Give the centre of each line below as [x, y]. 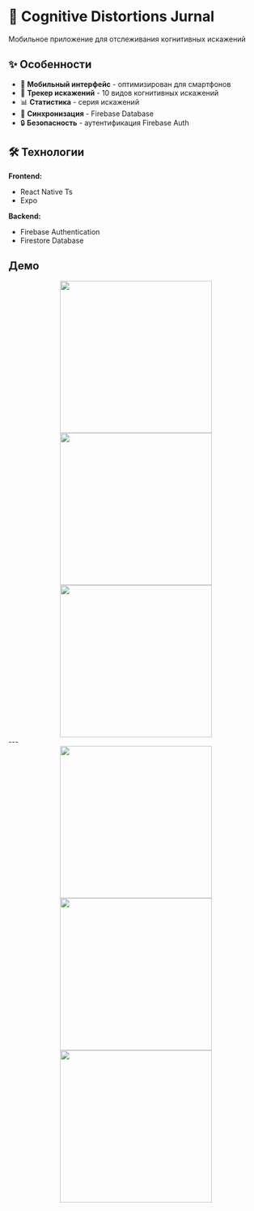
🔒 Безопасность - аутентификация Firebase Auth [104, 123]
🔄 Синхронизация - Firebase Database [87, 114]
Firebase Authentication [60, 231]
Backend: [25, 216]
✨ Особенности [50, 65]
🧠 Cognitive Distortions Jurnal [112, 17]
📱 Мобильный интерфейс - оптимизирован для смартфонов [125, 84]
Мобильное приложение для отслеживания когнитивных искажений [127, 39]
